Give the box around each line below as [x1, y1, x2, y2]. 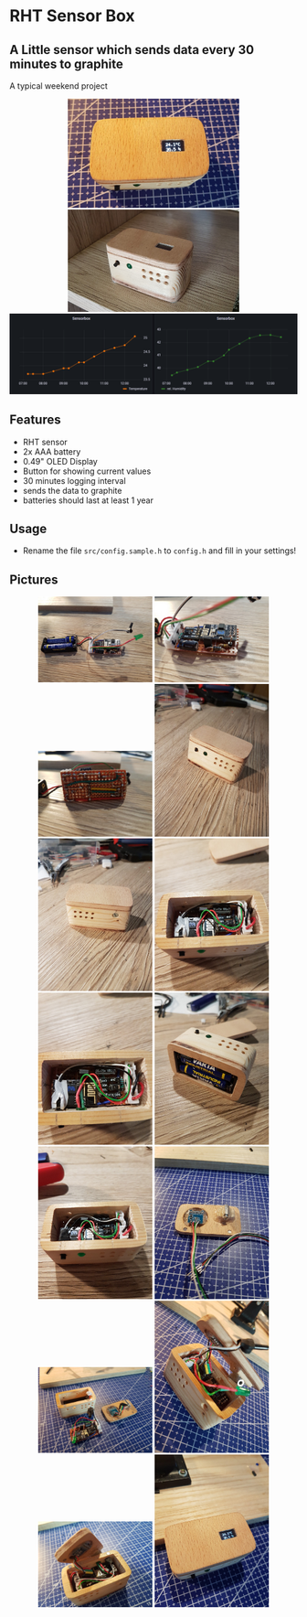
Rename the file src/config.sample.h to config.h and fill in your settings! [22, 545, 297, 556]
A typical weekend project [9, 80, 108, 91]
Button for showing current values [22, 466, 152, 477]
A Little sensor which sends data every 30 [9, 42, 254, 58]
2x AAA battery [22, 445, 81, 457]
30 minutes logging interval [22, 475, 126, 486]
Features [9, 412, 61, 428]
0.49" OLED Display [22, 455, 98, 466]
